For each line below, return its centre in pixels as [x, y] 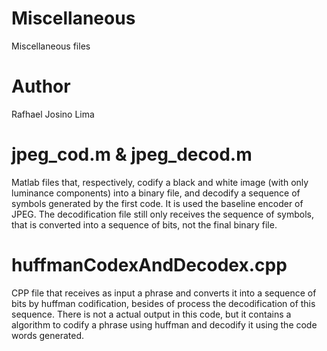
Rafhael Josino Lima [53, 114]
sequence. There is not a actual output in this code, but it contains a [151, 314]
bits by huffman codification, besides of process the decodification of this [163, 303]
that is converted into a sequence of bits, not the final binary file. [144, 224]
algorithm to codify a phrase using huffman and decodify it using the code [164, 324]
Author [41, 86]
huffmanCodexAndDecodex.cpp [149, 265]
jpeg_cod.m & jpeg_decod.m [132, 154]
